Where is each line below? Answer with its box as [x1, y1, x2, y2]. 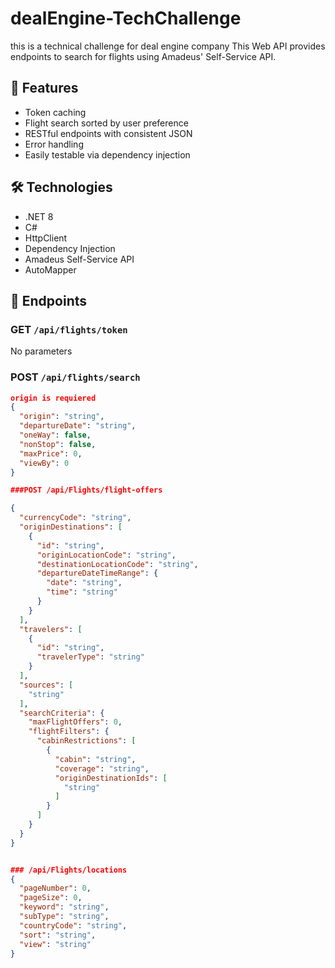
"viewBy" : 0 [19, 458, 70, 468]
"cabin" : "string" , [54, 754, 137, 764]
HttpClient [24, 232, 68, 244]
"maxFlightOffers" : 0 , [28, 717, 123, 727]
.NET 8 [24, 210, 54, 222]
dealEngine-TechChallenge [10, 7, 242, 30]
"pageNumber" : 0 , [19, 883, 92, 894]
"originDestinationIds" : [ [54, 773, 168, 783]
